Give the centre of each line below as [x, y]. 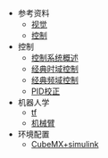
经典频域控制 [54, 80]
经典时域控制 [54, 69]
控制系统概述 [54, 58]
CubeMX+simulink [65, 144]
